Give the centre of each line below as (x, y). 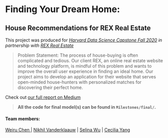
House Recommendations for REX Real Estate (78, 28)
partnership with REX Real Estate (39, 45)
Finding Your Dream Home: (63, 9)
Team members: (23, 119)
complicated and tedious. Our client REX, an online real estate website (90, 61)
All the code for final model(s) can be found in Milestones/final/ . (87, 107)
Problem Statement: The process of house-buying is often (78, 55)
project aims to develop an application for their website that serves (87, 77)
